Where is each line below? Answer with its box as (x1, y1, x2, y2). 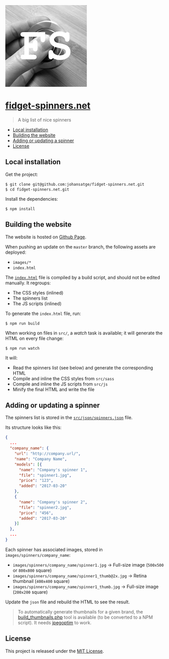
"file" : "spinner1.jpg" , (18, 473, 72, 478)
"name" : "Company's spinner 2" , (18, 499, 88, 505)
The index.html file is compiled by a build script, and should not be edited (5, 274, 160, 280)
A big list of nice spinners (17, 116, 71, 123)
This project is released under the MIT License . (5, 648, 104, 654)
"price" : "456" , (18, 510, 53, 516)
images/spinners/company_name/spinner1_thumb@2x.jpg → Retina (12, 572, 147, 579)
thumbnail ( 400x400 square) (12, 578, 70, 584)
